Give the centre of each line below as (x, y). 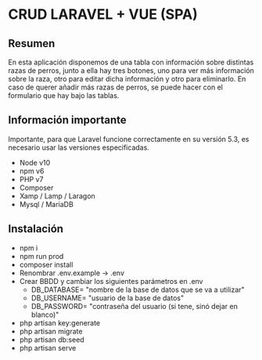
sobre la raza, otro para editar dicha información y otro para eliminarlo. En (127, 79)
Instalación (36, 229)
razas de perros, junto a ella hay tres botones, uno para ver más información (131, 71)
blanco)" (45, 315)
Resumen (32, 44)
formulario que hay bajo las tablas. (64, 95)
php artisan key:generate (60, 322)
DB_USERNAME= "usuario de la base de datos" (108, 298)
